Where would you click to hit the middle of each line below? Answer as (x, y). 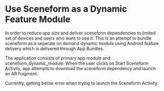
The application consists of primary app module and (58, 58)
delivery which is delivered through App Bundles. (55, 48)
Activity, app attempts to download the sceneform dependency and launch (80, 68)
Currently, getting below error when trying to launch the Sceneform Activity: (82, 83)
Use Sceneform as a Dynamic (66, 9)
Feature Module (38, 19)
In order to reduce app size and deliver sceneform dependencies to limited (80, 33)
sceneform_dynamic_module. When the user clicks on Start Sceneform (77, 63)
